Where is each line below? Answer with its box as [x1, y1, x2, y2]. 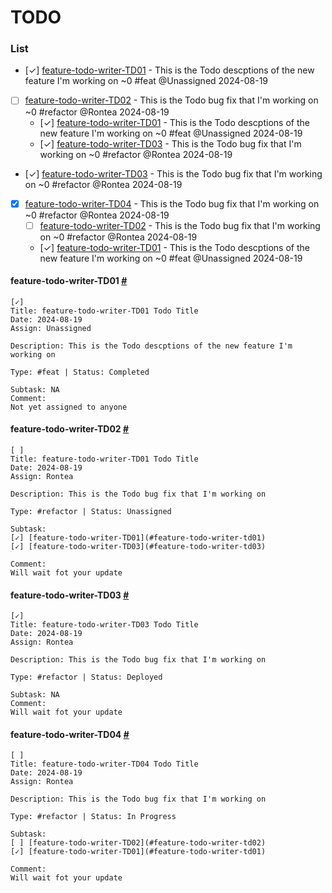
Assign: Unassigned [10, 323, 92, 333]
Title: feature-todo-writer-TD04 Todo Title [10, 759, 199, 770]
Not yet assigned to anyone [10, 402, 128, 412]
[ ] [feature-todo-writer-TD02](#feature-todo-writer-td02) [10, 838, 267, 848]
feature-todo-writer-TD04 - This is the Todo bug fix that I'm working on [24, 197, 320, 210]
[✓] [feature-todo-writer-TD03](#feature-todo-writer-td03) [10, 542, 267, 552]
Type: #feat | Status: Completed [10, 367, 150, 377]
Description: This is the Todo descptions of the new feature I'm [10, 341, 293, 351]
